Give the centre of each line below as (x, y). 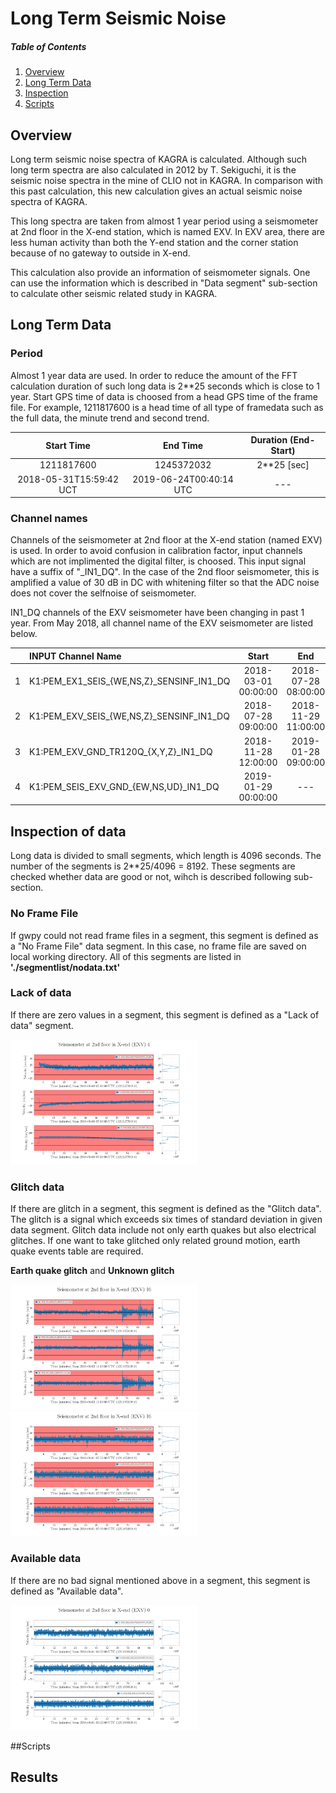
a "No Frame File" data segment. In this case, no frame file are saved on (158, 946)
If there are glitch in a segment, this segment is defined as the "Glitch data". (166, 1208)
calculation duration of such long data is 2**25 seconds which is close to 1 (165, 386)
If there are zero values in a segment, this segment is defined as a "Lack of (165, 1014)
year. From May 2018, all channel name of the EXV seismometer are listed (161, 623)
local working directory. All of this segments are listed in (126, 956)
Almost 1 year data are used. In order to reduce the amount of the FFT (154, 375)
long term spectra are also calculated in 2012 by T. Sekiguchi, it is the (153, 169)
